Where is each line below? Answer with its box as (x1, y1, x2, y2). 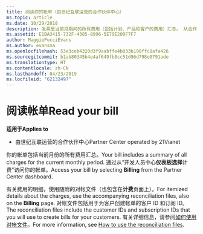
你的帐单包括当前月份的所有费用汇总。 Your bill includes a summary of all (6, 151, 187, 158)
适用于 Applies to (6, 125, 48, 133)
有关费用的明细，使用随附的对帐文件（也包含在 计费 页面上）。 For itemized (6, 186, 188, 193)
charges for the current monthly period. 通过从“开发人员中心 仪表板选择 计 (6, 158, 188, 166)
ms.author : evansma (6, 43, 56, 49)
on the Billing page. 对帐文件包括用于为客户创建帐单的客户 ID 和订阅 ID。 (6, 200, 188, 207)
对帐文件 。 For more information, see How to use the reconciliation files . (6, 221, 185, 229)
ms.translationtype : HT (6, 59, 66, 65)
